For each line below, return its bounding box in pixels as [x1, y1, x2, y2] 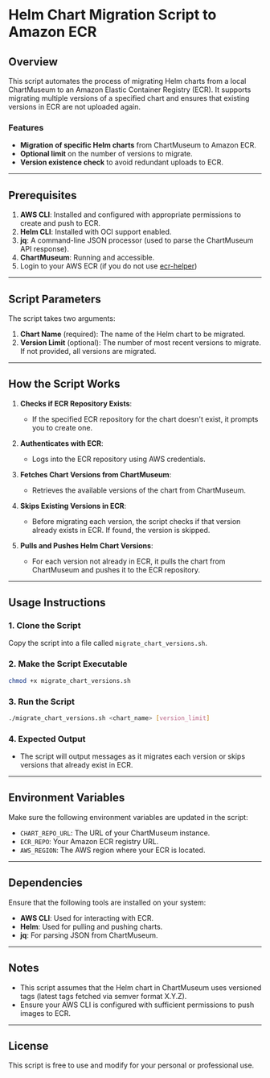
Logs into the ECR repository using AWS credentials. [31, 454, 207, 464]
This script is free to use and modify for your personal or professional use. [8, 1060, 255, 1070]
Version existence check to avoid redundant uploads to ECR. [19, 157, 223, 167]
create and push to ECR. [19, 219, 101, 228]
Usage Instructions [8, 596, 106, 610]
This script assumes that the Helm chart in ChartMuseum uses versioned [19, 982, 262, 993]
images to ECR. [19, 1008, 71, 1018]
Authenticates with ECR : [19, 438, 104, 448]
